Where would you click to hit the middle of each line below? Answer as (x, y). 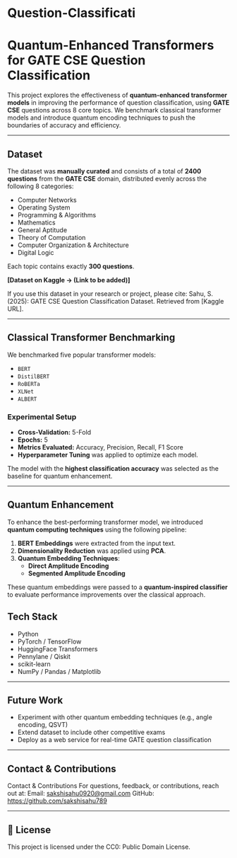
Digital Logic (36, 252)
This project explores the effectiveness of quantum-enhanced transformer (117, 95)
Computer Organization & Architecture (73, 245)
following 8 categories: (41, 186)
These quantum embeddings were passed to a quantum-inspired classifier (117, 587)
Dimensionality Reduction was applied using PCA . (92, 551)
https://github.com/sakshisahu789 (57, 801)
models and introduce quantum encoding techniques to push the (102, 118)
